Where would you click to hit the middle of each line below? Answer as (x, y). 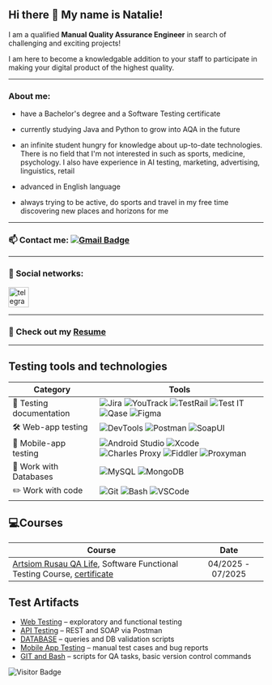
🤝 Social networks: (46, 274)
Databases (33, 477)
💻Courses (36, 523)
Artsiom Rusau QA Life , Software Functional (96, 563)
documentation (41, 413)
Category (52, 389)
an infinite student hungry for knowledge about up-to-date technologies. (141, 145)
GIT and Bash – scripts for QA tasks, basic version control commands (136, 657)
